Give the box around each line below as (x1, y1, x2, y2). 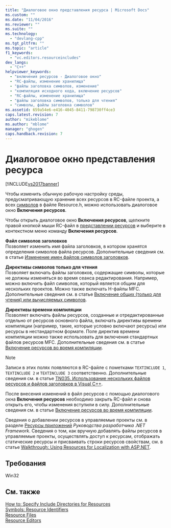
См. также (5, 487, 41, 496)
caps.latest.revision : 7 (5, 112, 58, 118)
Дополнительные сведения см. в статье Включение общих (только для (5, 291, 161, 297)
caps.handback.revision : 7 (5, 131, 63, 136)
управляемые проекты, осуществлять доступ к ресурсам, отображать (5, 433, 160, 439)
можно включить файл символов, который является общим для (5, 280, 145, 287)
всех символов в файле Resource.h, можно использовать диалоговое (5, 202, 158, 208)
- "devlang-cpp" (10, 36, 44, 41)
